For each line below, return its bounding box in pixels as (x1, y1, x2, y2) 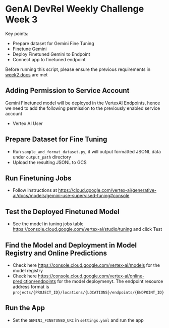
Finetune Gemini (12, 46, 47, 52)
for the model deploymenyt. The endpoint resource (57, 278, 163, 284)
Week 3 (5, 14, 38, 25)
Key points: (5, 30, 29, 36)
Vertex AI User (12, 120, 43, 127)
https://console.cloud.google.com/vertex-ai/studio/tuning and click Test (12, 226, 162, 232)
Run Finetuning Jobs (5, 174, 72, 182)
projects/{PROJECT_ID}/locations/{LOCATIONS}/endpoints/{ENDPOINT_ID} (12, 290, 164, 295)
